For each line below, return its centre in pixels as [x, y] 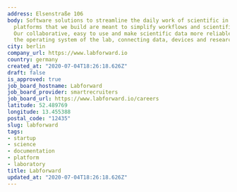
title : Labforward [34, 171]
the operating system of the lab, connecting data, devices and [110, 40]
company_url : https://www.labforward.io [68, 53]
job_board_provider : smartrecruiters [63, 92]
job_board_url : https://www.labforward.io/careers [83, 99]
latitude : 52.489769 [38, 105]
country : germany [33, 60]
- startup [22, 138]
